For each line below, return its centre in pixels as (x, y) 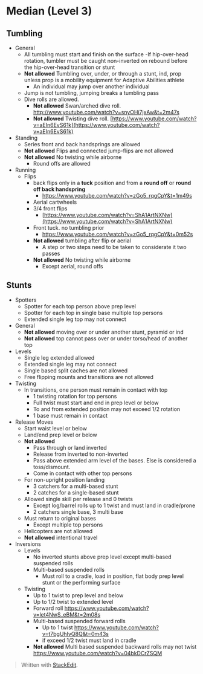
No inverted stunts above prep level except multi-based (102, 557)
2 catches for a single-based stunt (76, 492)
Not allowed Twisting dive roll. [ (73, 118)
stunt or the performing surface (81, 582)
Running (25, 170)
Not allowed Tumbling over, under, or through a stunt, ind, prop (103, 73)
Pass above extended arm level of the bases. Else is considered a (114, 460)
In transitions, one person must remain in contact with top (96, 390)
